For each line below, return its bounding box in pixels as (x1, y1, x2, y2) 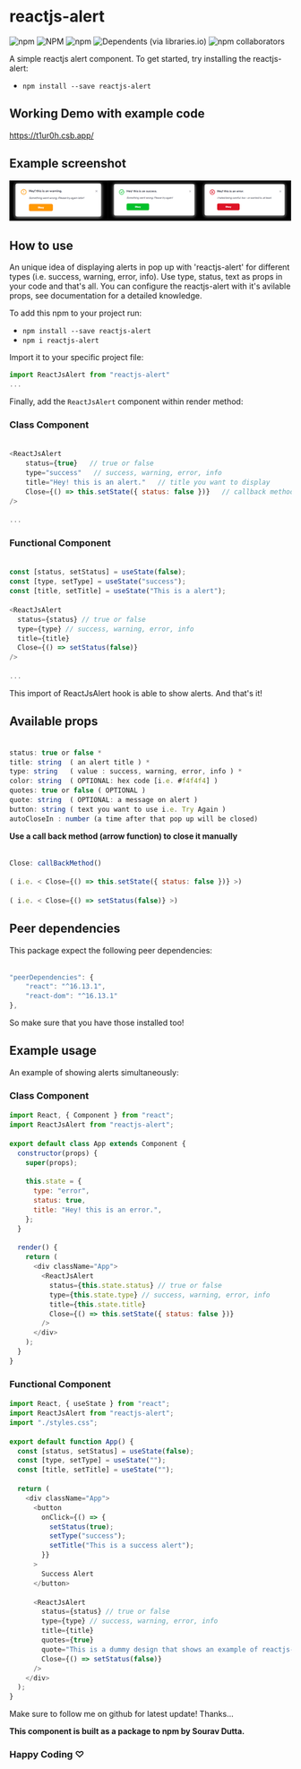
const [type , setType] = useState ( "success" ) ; (9, 577, 186, 586)
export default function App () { (9, 1437, 134, 1446)
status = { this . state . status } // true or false (48, 1281, 222, 1290)
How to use (9, 237, 73, 253)
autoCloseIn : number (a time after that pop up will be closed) (9, 814, 258, 824)
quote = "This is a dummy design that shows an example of (41, 1644, 258, 1654)
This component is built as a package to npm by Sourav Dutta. (9, 1726, 245, 1737)
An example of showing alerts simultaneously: (9, 1066, 179, 1077)
